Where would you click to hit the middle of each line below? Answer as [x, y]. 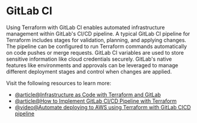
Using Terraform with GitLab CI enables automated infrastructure [85, 27]
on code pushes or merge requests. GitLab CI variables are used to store [95, 52]
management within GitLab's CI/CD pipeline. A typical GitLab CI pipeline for [98, 33]
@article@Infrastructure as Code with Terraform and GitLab [88, 94]
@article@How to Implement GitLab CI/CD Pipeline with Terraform [96, 101]
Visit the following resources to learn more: [59, 83]
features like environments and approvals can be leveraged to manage [92, 65]
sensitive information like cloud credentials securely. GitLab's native [89, 59]
